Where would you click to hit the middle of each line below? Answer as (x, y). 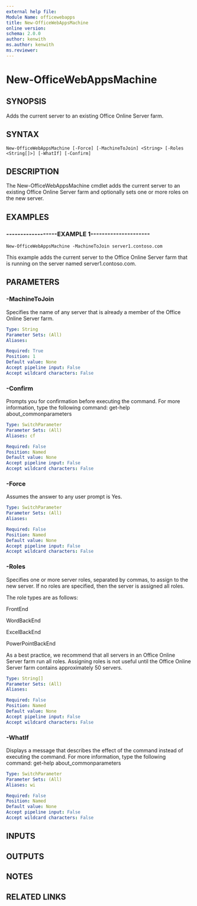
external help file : (32, 12)
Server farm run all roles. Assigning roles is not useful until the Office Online (98, 661)
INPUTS (21, 836)
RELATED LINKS (36, 897)
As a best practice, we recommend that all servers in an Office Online (91, 655)
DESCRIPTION (33, 171)
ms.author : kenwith (30, 45)
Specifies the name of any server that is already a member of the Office (93, 312)
